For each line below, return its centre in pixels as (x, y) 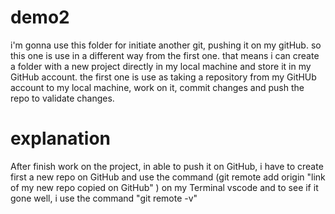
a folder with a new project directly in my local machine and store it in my (161, 66)
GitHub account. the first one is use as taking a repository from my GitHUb (163, 77)
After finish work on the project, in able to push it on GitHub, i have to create (167, 166)
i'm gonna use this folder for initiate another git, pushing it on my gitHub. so (166, 45)
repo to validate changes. (62, 98)
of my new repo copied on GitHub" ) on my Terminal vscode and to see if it (164, 187)
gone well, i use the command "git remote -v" (104, 198)
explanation (60, 138)
